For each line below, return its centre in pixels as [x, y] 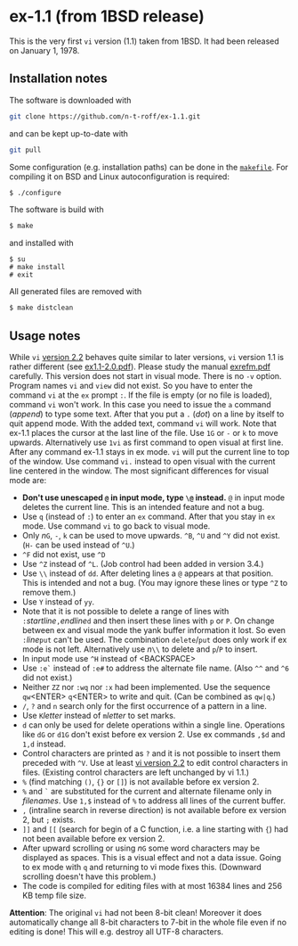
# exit [21, 275]
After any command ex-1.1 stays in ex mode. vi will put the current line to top [149, 451]
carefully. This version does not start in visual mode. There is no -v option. [145, 375]
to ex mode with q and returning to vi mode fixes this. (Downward [142, 867]
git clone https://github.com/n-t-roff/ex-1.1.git [105, 116]
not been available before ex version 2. [93, 838]
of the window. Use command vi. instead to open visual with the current [142, 461]
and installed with [41, 243]
